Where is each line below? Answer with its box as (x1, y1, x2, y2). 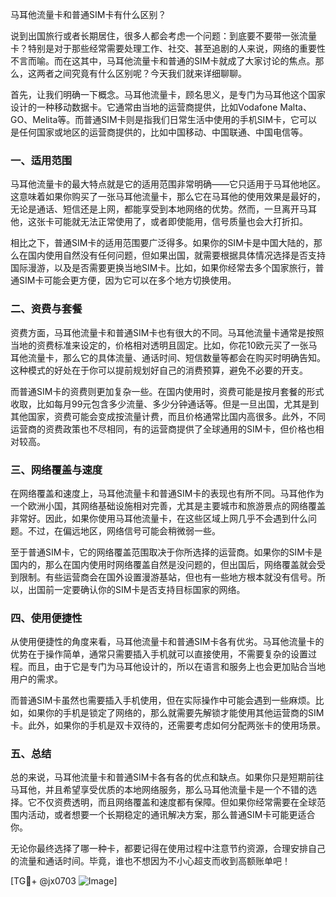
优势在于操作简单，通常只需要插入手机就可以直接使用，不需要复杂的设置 (10, 648, 308, 660)
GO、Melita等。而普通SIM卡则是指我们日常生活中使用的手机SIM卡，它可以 (10, 114, 318, 125)
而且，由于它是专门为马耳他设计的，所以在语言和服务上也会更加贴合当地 (27, 661, 326, 673)
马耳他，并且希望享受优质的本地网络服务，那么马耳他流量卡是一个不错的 (10, 784, 308, 796)
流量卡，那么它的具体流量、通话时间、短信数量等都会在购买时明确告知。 (27, 351, 326, 363)
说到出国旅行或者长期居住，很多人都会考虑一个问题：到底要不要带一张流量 (10, 30, 317, 42)
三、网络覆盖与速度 (10, 463, 103, 477)
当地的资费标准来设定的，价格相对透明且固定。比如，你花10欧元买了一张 (10, 339, 309, 351)
